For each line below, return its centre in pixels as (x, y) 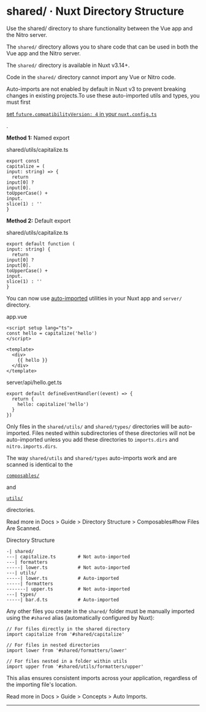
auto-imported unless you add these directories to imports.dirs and (93, 439)
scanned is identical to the (40, 464)
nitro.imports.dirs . (32, 446)
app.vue (17, 316)
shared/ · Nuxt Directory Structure (95, 11)
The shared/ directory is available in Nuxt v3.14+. (68, 65)
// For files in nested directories (53, 645)
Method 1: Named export (38, 138)
